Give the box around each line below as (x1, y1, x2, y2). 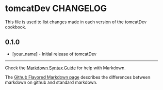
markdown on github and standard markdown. (5, 79, 98, 85)
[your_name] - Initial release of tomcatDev (12, 51, 97, 57)
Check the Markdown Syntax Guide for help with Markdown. (5, 65, 126, 71)
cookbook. (5, 24, 27, 30)
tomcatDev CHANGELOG (5, 3, 107, 14)
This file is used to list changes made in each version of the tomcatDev (5, 19, 147, 25)
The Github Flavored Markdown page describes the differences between (5, 74, 150, 80)
